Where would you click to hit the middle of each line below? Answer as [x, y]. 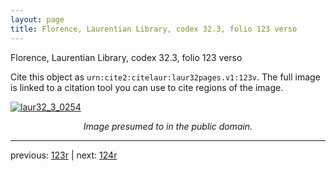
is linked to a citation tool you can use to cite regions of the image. [147, 87]
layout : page [37, 19]
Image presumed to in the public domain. [168, 126]
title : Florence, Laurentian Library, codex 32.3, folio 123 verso [154, 29]
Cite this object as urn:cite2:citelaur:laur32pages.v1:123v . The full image [165, 77]
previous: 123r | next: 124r [64, 155]
